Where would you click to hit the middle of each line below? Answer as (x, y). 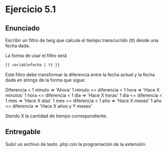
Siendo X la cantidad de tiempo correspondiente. (56, 116)
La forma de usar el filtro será (36, 55)
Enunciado (23, 28)
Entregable (23, 132)
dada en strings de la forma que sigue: (46, 80)
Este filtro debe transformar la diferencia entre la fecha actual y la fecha (80, 74)
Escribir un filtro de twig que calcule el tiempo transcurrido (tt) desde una (82, 40)
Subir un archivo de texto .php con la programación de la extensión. (76, 144)
